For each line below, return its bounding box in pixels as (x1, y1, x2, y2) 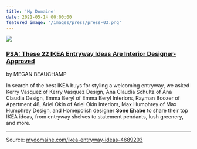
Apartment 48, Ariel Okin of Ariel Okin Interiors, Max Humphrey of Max (6, 100, 177, 107)
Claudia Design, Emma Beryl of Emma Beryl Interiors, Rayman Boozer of (6, 94, 181, 101)
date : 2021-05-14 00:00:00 (6, 14, 72, 20)
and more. (6, 119, 31, 126)
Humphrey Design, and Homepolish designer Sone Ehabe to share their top (6, 107, 189, 114)
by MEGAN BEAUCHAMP (6, 70, 67, 77)
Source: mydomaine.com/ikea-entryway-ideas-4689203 (6, 136, 143, 143)
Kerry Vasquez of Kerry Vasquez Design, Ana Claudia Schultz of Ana (6, 88, 172, 95)
